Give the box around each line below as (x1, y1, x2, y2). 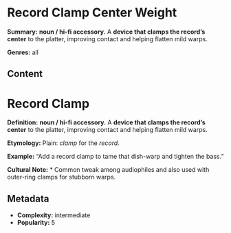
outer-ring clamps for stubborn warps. (7, 173, 116, 181)
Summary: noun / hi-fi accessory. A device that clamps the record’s (7, 27, 206, 36)
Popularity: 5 (16, 219, 56, 227)
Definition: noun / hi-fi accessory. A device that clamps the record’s (7, 118, 206, 126)
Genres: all (7, 48, 39, 56)
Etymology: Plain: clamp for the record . (7, 139, 120, 147)
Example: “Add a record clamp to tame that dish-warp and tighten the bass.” (7, 153, 224, 161)
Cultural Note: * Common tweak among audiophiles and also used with (7, 166, 210, 174)
